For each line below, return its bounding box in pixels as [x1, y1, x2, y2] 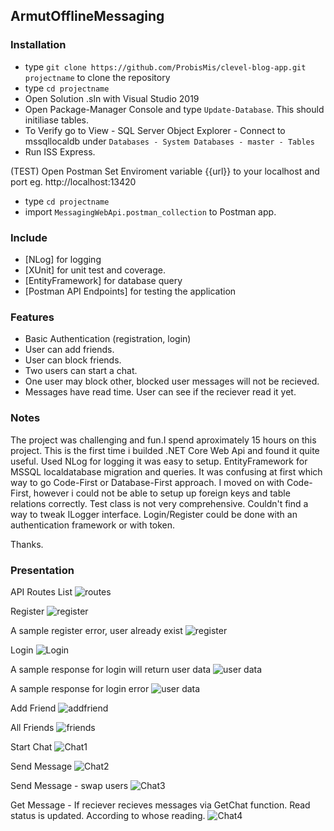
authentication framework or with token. [10, 519, 176, 531]
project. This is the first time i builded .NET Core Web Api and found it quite [10, 444, 320, 456]
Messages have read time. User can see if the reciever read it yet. [24, 386, 297, 398]
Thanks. [10, 538, 44, 550]
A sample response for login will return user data [10, 663, 212, 675]
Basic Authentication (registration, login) [24, 333, 192, 345]
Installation [10, 38, 67, 52]
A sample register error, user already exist [10, 624, 183, 636]
